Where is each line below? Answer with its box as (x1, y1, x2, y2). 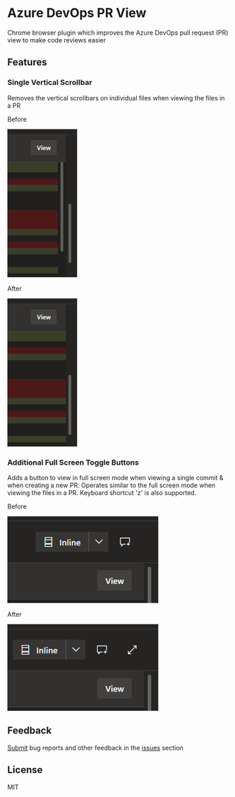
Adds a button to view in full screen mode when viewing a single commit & (7, 473, 224, 482)
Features (7, 57, 47, 69)
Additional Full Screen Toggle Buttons (7, 458, 139, 467)
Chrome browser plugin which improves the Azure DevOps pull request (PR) (7, 28, 229, 37)
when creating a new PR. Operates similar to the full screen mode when (7, 481, 216, 489)
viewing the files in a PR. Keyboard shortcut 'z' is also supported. (7, 488, 197, 496)
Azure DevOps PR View (7, 5, 147, 21)
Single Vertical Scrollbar (7, 78, 92, 88)
